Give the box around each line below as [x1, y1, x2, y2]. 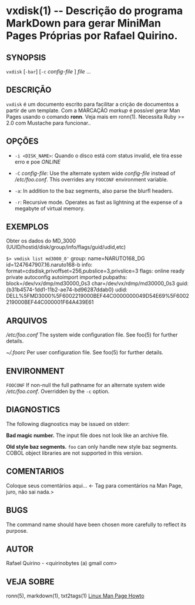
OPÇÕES [6, 136, 39, 146]
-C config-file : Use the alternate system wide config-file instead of [14, 169, 176, 177]
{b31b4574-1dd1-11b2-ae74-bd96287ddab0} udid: [6, 286, 128, 293]
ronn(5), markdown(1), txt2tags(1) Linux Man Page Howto [6, 592, 145, 600]
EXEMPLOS [6, 222, 49, 232]
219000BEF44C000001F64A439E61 [6, 298, 94, 306]
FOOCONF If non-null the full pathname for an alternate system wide [6, 382, 166, 389]
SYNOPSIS [6, 52, 46, 62]
